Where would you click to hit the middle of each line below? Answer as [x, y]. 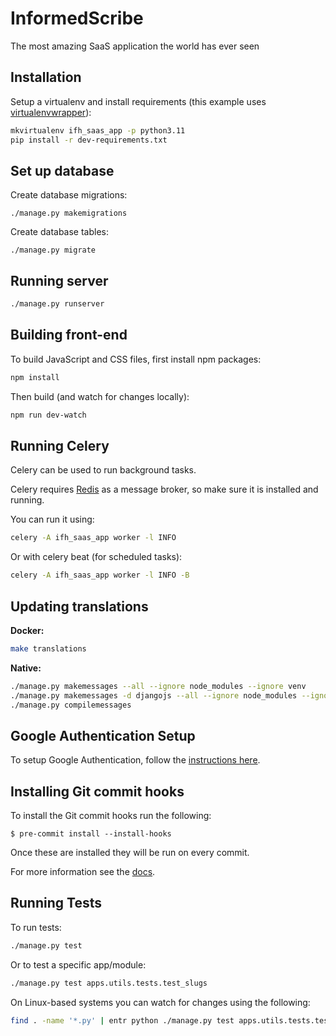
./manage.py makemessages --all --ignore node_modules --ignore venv [158, 686]
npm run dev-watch [48, 415]
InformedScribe [77, 18]
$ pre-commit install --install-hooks [91, 834]
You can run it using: [52, 519]
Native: [26, 668]
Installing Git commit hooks [97, 791]
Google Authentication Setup [103, 735]
